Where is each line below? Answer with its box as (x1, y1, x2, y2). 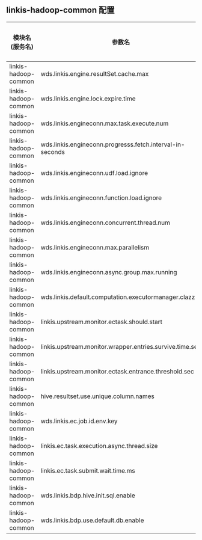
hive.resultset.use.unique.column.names (40, 392, 155, 400)
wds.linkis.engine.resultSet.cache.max (40, 69, 149, 78)
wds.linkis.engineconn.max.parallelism (40, 243, 149, 251)
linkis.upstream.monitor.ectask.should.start (40, 318, 163, 326)
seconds (40, 147, 65, 156)
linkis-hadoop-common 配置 (6, 5, 115, 16)
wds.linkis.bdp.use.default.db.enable (40, 516, 144, 524)
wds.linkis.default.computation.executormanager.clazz (40, 293, 195, 301)
